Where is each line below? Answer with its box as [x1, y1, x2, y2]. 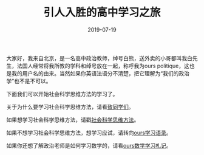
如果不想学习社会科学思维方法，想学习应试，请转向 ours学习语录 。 [6, 129, 172, 136]
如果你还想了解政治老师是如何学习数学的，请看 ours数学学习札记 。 [6, 142, 172, 149]
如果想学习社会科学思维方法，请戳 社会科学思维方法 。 [6, 116, 140, 123]
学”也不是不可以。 [6, 77, 52, 84]
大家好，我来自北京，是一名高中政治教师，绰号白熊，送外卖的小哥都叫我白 [6, 54, 192, 61]
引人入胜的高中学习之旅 [43, 5, 161, 19]
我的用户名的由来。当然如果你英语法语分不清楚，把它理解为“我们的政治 [11, 69, 190, 77]
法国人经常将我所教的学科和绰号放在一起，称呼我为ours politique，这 [16, 62, 190, 69]
